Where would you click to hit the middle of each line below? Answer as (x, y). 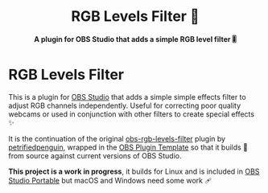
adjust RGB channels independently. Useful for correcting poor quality (125, 105)
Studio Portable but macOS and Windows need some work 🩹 (110, 180)
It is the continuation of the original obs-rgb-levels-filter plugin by (117, 138)
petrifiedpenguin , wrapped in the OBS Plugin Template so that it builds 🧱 (128, 147)
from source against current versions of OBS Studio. (95, 155)
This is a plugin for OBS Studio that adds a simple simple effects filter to (128, 96)
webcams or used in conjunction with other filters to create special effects (132, 114)
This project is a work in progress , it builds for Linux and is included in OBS (134, 171)
